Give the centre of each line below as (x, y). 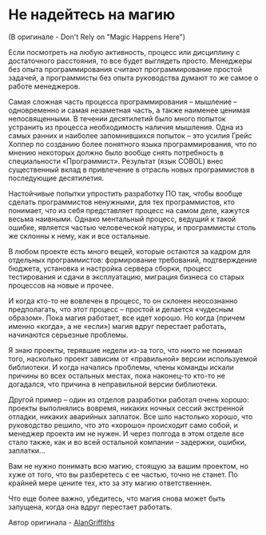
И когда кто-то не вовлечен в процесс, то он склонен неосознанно (123, 300)
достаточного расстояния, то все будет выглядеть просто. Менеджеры (130, 61)
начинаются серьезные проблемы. (68, 335)
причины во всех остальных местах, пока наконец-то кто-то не (117, 375)
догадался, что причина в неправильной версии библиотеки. (113, 384)
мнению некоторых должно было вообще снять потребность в (116, 153)
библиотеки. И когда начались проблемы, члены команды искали (121, 367)
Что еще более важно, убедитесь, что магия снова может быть (117, 498)
